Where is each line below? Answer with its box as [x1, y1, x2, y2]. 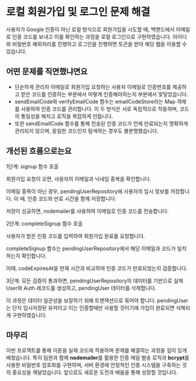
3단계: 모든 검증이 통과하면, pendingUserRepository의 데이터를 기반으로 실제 [6, 277, 183, 284]
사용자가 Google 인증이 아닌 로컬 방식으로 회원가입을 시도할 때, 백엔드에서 [6, 26, 175, 33]
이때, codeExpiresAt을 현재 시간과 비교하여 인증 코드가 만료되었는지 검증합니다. [6, 264, 188, 271]
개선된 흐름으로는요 [6, 146, 72, 156]
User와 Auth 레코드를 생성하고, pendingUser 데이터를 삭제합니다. [6, 284, 157, 291]
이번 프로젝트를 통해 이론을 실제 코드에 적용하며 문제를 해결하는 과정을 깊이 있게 [6, 347, 187, 354]
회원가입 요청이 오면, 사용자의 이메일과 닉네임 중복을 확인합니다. [6, 175, 152, 182]
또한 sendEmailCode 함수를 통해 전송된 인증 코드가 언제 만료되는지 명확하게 [14, 120, 188, 127]
